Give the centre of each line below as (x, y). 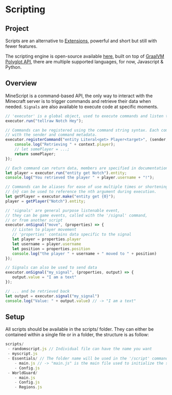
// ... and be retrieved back (38, 291)
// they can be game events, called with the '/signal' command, (76, 215)
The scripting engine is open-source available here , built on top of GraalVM (85, 56)
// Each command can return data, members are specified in (71, 168)
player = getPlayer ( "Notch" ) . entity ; (46, 201)
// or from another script (34, 220)
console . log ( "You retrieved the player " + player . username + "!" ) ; (80, 178)
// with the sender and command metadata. (51, 135)
